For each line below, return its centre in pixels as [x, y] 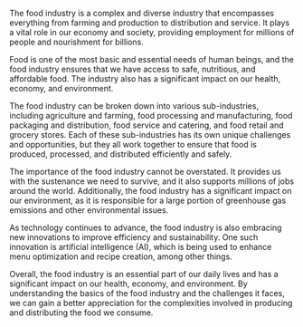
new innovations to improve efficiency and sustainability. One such [134, 237]
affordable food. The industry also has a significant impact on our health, [145, 79]
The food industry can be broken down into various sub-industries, [134, 106]
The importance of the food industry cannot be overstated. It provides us [146, 172]
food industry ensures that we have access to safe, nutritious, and [133, 69]
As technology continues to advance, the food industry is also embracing [146, 227]
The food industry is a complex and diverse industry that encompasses [142, 13]
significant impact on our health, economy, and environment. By [129, 284]
